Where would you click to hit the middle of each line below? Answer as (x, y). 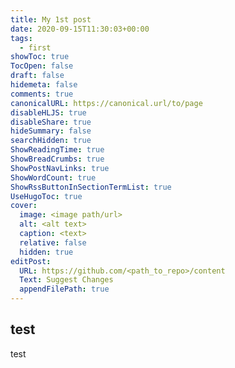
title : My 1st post (51, 19)
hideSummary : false (51, 131)
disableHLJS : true (48, 112)
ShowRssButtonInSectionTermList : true (91, 187)
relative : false (53, 242)
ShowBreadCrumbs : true (57, 159)
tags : (21, 38)
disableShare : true (51, 122)
